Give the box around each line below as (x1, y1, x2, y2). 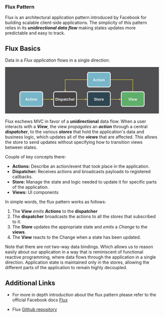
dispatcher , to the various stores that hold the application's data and (5, 129, 144, 135)
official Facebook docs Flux (12, 297, 68, 303)
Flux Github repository (12, 307, 57, 312)
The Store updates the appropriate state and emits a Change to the (12, 224, 148, 230)
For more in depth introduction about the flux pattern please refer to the (12, 292, 156, 297)
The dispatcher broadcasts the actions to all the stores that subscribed (12, 214, 156, 220)
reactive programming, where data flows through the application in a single (5, 254, 156, 260)
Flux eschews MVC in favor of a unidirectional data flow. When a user (5, 118, 146, 124)
